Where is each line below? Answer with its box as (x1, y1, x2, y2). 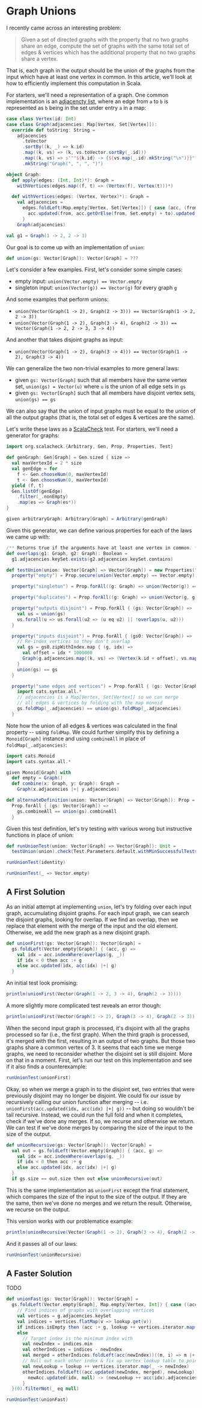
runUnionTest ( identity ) (6, 860, 66, 866)
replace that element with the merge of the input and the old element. (6, 922, 179, 930)
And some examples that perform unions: (6, 296, 109, 303)
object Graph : (6, 171, 42, 177)
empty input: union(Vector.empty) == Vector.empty (14, 277, 142, 285)
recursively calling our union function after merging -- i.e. (6, 1098, 148, 1105)
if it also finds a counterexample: (6, 1063, 87, 1070)
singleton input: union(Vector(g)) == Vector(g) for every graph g (14, 284, 177, 291)
